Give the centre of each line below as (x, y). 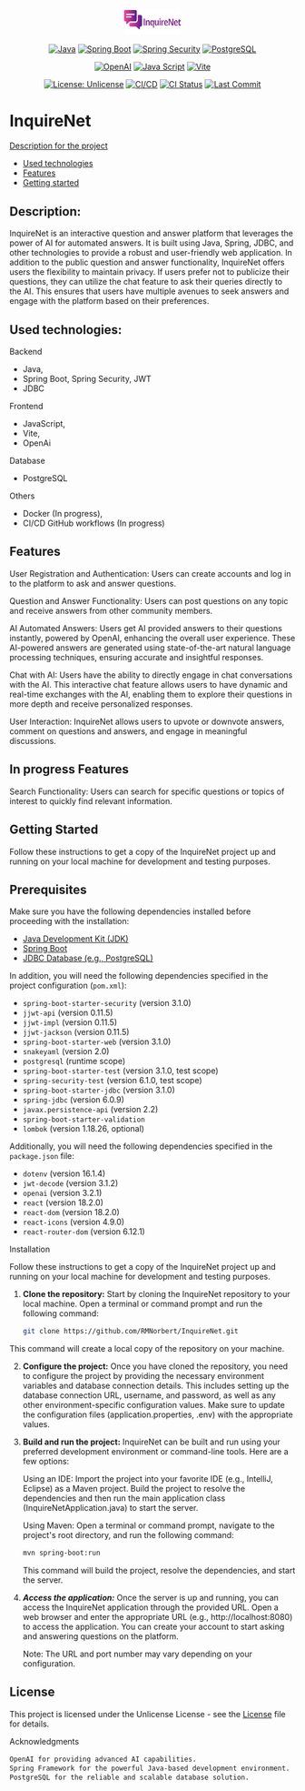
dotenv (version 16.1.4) (64, 1173)
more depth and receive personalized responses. (101, 704)
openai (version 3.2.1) (62, 1193)
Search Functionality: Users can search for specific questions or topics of (147, 791)
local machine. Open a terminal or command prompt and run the (143, 1304)
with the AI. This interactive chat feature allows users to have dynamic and (149, 684)
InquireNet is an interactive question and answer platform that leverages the (151, 234)
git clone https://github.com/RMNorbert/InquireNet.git (130, 1332)
